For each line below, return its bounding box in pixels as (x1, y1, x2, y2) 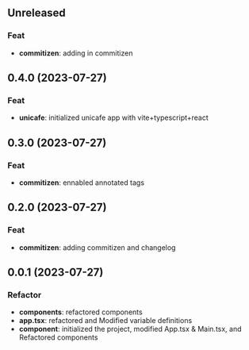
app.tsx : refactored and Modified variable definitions (18, 316, 193, 325)
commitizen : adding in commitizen (18, 48, 133, 58)
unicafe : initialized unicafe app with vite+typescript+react (18, 113, 209, 122)
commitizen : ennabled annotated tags (18, 178, 144, 187)
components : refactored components (18, 307, 144, 317)
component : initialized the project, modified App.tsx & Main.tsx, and (18, 325, 243, 334)
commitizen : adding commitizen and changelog (18, 242, 176, 252)
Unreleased (7, 6, 67, 20)
